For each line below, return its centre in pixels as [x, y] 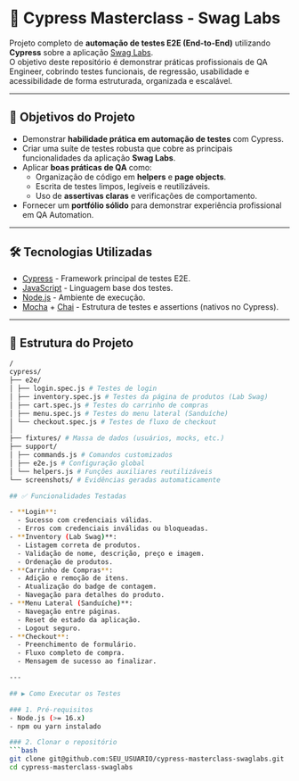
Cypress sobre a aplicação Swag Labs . [81, 52]
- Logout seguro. [49, 628]
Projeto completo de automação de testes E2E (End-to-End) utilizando [140, 43]
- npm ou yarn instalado [55, 727]
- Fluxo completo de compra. [71, 653]
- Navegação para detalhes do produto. [91, 595]
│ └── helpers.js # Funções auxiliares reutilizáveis [111, 471]
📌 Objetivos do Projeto [72, 117]
